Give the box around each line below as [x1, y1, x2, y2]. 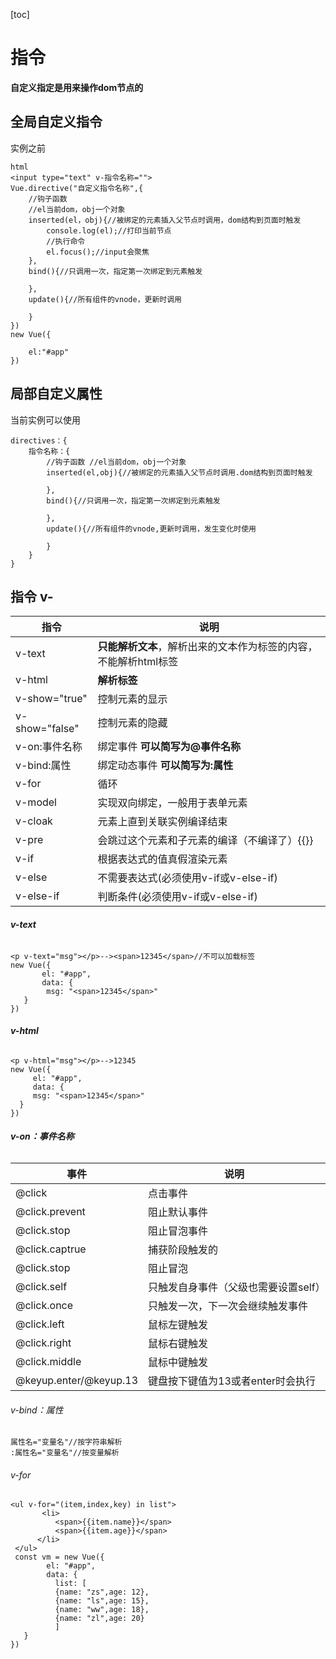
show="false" [15, 722, 80, 736]
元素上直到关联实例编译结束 [97, 815, 228, 829]
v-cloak [15, 814, 53, 828]
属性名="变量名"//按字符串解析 [10, 1437, 123, 1448]
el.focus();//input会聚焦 [46, 247, 150, 257]
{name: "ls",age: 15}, [54, 1596, 150, 1606]
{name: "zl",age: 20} [54, 1614, 145, 1624]
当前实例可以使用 [10, 414, 81, 426]
